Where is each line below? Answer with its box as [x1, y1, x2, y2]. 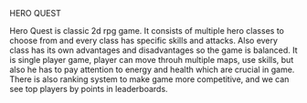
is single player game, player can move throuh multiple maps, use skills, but [9, 55, 294, 65]
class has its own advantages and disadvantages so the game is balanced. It [9, 45, 298, 56]
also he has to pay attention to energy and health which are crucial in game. [9, 64, 295, 75]
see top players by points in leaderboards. [9, 84, 168, 94]
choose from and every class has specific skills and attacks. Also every [9, 36, 279, 46]
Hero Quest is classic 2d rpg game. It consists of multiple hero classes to [9, 26, 285, 36]
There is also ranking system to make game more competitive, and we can [9, 74, 290, 85]
